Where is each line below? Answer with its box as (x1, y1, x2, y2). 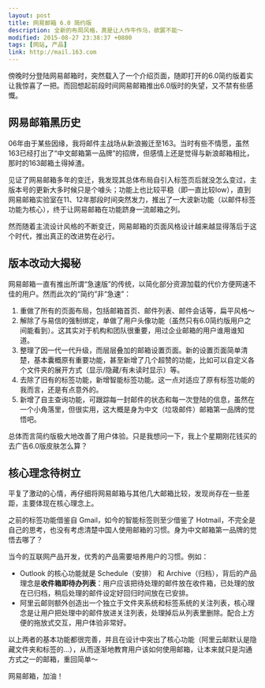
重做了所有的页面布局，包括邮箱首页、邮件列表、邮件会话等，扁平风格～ (19, 306, 255, 315)
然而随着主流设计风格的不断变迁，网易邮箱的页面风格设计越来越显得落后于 (8, 221, 250, 231)
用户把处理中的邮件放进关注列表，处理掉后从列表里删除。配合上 (40, 608, 248, 618)
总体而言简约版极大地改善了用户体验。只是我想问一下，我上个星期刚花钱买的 (8, 431, 257, 441)
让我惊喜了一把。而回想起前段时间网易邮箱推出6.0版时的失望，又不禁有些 (8, 81, 247, 90)
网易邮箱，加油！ (8, 671, 64, 681)
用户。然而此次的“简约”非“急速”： (21, 289, 132, 299)
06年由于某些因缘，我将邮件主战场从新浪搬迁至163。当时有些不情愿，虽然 (8, 138, 250, 148)
